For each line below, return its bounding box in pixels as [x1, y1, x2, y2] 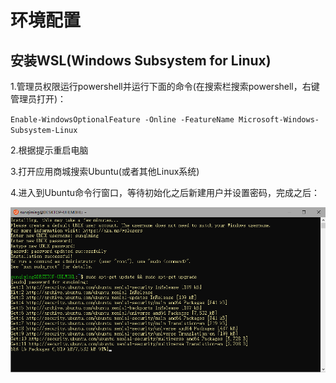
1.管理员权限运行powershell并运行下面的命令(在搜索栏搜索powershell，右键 [10, 81, 320, 92]
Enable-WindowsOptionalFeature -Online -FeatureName [10, 115, 235, 125]
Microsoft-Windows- [238, 115, 320, 125]
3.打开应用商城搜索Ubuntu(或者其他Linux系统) [10, 166, 200, 177]
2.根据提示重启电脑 [10, 144, 89, 156]
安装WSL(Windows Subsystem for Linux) [10, 52, 272, 69]
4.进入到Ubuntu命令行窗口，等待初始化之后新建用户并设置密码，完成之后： [10, 187, 321, 198]
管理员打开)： [10, 93, 67, 105]
